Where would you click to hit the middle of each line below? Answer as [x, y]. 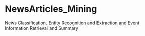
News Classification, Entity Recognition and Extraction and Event [72, 23]
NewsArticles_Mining [51, 9]
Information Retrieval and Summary [42, 28]
